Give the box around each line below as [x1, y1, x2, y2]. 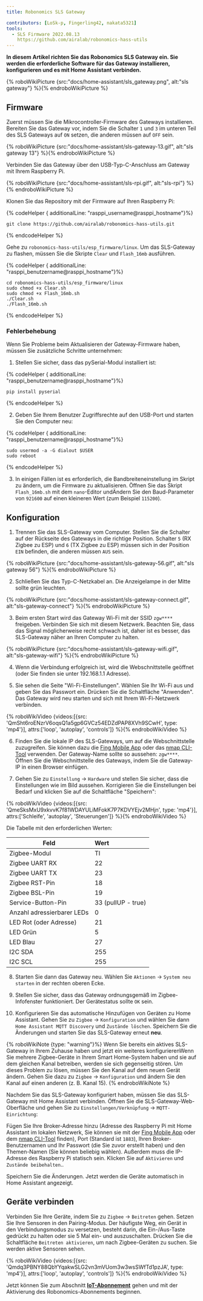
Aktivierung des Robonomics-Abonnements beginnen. [6, 1288, 142, 1295]
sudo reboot [6, 453, 36, 459]
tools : [6, 25, 23, 32]
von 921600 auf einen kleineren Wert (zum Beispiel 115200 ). [15, 495, 162, 502]
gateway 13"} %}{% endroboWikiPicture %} [6, 149, 115, 157]
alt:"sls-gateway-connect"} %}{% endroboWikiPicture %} [6, 602, 150, 610]
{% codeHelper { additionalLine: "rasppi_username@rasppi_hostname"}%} [6, 209, 194, 216]
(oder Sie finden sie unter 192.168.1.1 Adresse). [15, 670, 131, 678]
